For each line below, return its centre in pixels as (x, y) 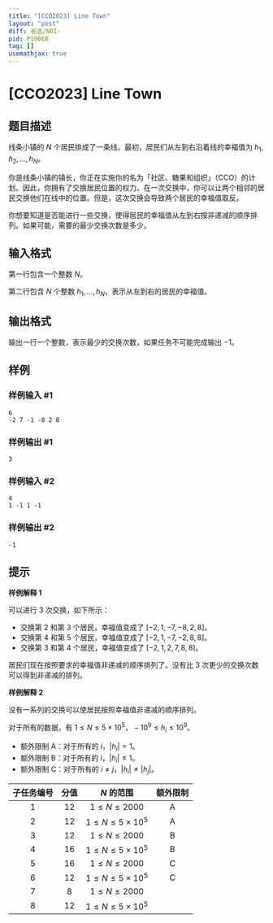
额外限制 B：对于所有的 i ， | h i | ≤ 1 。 (80, 759)
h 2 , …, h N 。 (27, 159)
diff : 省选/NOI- (35, 31)
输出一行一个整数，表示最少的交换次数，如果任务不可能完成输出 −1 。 (123, 342)
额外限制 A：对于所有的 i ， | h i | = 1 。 (80, 747)
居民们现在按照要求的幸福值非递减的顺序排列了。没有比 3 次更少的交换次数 (134, 665)
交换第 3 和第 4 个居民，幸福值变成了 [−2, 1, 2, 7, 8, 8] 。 (111, 648)
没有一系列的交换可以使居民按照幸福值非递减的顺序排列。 (104, 710)
